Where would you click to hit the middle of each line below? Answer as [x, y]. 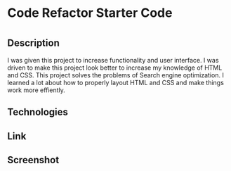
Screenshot [33, 160]
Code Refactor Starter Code [90, 13]
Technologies [38, 112]
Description [33, 43]
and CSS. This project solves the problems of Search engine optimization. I [116, 75]
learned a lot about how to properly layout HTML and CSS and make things [116, 82]
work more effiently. [36, 90]
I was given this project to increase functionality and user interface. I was [113, 60]
